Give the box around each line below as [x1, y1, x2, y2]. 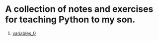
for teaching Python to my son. [5, 14, 136, 25]
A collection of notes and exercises [5, 3, 154, 15]
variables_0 [12, 30, 36, 36]
